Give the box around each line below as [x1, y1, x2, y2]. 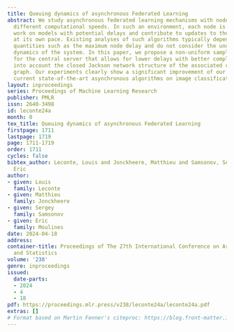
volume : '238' [7, 256, 49, 263]
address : [7, 237, 33, 244]
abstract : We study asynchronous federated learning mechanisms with [7, 17, 214, 24]
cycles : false [7, 152, 49, 160]
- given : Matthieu [7, 191, 61, 198]
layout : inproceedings [7, 81, 73, 88]
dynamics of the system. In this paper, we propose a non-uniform [13, 49, 210, 56]
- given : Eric [7, 217, 49, 224]
